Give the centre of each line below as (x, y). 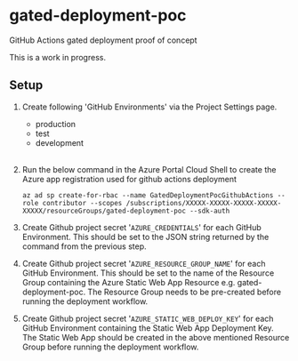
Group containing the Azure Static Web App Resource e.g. (129, 282)
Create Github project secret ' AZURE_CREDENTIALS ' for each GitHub (142, 227)
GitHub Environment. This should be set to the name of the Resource (148, 273)
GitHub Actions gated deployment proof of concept (103, 40)
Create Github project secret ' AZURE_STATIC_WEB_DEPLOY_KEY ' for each (148, 318)
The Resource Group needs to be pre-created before (185, 292)
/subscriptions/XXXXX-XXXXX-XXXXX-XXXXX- (204, 203)
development (60, 142)
